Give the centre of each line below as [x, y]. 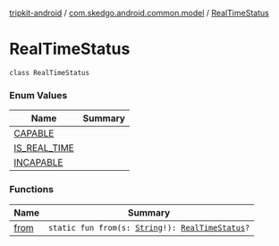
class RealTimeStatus [50, 72]
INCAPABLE [38, 163]
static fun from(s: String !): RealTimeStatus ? [149, 228]
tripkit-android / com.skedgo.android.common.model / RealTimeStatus [139, 13]
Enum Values [38, 95]
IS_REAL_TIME [44, 148]
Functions [31, 190]
